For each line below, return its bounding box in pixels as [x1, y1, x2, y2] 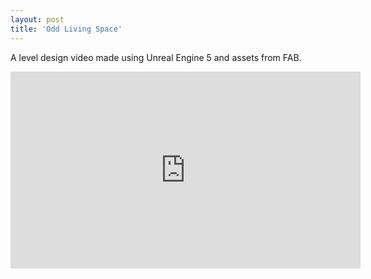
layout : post [10, 14, 65, 25]
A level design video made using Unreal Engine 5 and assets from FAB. [10, 51, 302, 63]
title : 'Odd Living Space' [10, 24, 123, 34]
